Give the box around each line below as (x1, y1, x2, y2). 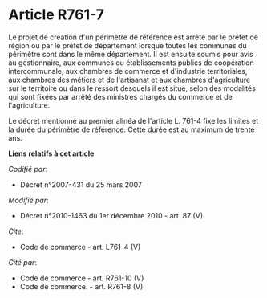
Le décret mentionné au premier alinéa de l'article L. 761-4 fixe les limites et (8, 116, 259, 125)
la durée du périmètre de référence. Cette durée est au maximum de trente (8, 125, 255, 134)
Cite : (8, 227, 24, 236)
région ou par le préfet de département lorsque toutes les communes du (8, 40, 247, 50)
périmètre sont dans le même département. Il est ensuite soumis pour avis (8, 49, 254, 59)
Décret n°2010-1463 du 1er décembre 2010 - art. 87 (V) (19, 210, 203, 220)
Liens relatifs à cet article (8, 149, 95, 158)
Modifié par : (8, 195, 50, 205)
